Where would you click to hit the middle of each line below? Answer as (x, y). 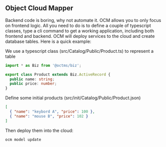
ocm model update (23, 140)
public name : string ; (32, 79)
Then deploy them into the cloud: (39, 130)
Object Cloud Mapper (39, 8)
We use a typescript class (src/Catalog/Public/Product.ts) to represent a (79, 51)
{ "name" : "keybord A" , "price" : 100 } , (52, 112)
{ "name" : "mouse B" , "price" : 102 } (49, 116)
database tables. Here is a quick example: (48, 41)
